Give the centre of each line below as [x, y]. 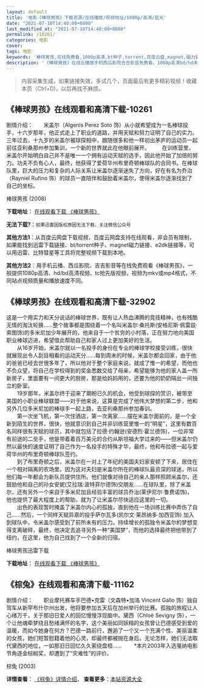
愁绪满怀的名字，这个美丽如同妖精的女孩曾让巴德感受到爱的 [123, 622]
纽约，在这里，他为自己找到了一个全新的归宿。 [65, 537]
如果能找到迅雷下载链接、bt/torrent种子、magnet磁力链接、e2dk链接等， [98, 245]
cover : [15, 46]
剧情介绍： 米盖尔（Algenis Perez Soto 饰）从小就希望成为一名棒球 [95, 125]
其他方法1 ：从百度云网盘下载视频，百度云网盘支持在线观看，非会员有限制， [101, 237]
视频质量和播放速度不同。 [54, 281]
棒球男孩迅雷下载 [28, 551]
